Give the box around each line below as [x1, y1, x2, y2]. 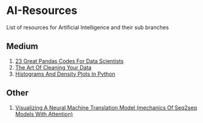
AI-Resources [6, 4, 78, 18]
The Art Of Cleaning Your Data [15, 64, 92, 71]
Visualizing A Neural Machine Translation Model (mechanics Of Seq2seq [15, 104, 198, 111]
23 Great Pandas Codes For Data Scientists [15, 57, 124, 64]
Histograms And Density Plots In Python [15, 70, 115, 78]
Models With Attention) [15, 110, 73, 118]
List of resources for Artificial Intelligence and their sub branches [6, 24, 169, 31]
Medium [6, 41, 38, 52]
